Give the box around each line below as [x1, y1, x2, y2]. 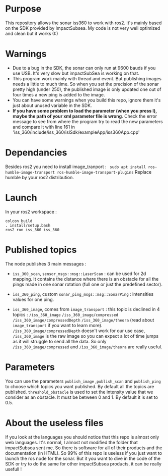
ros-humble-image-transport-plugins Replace [57, 169, 152, 175]
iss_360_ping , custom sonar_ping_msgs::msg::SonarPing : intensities [12, 291, 154, 297]
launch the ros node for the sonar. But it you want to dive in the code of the [5, 455, 161, 461]
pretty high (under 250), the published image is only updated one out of [12, 86, 161, 92]
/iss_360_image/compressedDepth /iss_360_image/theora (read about [12, 316, 154, 323]
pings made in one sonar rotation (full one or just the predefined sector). [12, 281, 162, 287]
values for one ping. [12, 296, 54, 302]
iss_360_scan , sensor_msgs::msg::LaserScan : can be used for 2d [12, 271, 146, 277]
